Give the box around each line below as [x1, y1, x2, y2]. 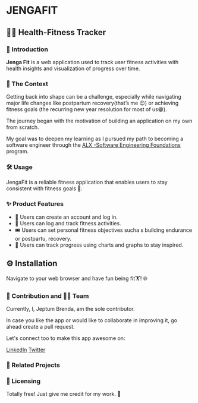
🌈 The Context [6, 80, 49, 88]
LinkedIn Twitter [6, 346, 46, 353]
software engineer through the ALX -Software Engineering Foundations [6, 141, 181, 149]
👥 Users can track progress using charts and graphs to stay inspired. [14, 241, 184, 248]
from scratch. [6, 124, 40, 131]
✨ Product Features [6, 200, 64, 208]
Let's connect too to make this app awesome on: [6, 334, 125, 342]
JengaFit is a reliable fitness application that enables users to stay [6, 179, 168, 186]
